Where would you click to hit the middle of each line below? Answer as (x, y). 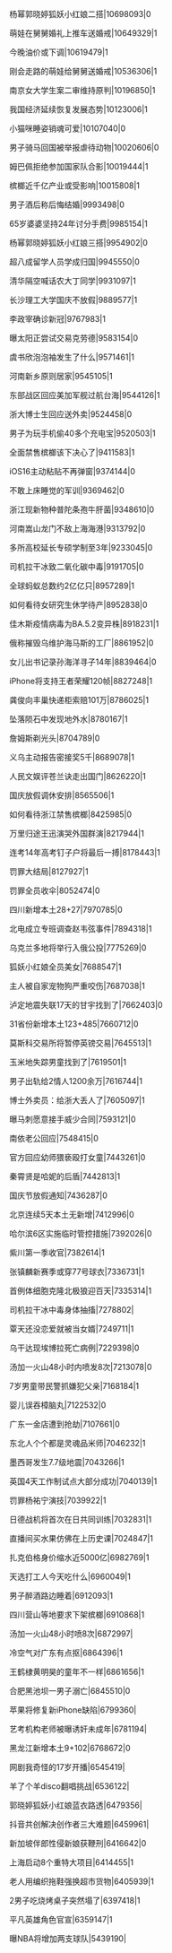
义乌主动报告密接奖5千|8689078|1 (72, 757)
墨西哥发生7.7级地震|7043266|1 (67, 1462)
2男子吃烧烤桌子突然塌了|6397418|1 (75, 1901)
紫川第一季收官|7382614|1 (57, 1253)
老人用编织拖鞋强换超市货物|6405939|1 (82, 1881)
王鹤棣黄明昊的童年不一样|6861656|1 (77, 1672)
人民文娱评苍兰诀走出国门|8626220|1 (77, 776)
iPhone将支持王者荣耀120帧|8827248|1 (81, 681)
